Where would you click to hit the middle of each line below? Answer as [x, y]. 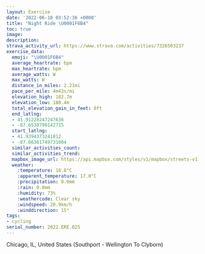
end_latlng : [27, 114]
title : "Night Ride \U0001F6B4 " [47, 23]
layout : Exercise [28, 12]
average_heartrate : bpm [42, 63]
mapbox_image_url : [35, 159]
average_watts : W [34, 74]
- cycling [19, 222]
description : [23, 40]
